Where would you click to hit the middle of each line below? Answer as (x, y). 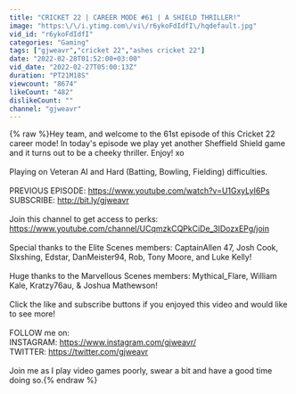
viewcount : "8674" (43, 84)
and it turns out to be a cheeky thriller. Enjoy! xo (97, 153)
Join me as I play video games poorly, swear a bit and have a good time (141, 371)
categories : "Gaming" (49, 42)
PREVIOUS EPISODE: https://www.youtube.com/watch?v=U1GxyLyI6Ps (140, 191)
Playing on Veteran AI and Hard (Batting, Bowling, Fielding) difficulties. (139, 172)
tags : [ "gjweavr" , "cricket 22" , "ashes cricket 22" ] (107, 51)
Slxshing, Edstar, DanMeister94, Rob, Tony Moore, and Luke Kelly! (131, 257)
